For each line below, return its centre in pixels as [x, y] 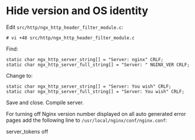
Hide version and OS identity [77, 11]
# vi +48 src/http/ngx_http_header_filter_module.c [70, 38]
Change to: [20, 75]
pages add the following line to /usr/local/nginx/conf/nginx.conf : [87, 120]
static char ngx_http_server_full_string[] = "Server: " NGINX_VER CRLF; [98, 65]
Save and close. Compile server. [45, 102]
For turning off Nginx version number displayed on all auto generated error [96, 114]
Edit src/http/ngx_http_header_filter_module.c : [65, 27]
